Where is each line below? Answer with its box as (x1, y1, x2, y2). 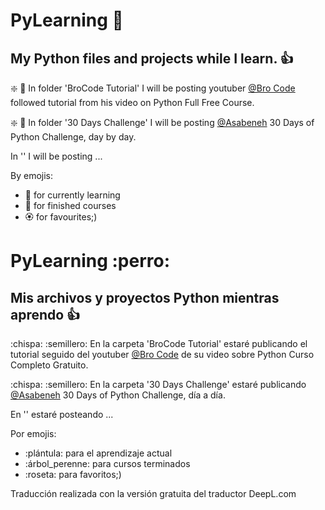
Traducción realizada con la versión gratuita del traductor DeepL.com (10, 488, 297, 499)
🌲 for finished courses (24, 200, 117, 211)
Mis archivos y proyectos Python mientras (10, 289, 280, 306)
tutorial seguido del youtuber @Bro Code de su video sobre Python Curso (10, 349, 315, 360)
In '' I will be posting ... (10, 150, 103, 162)
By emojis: (10, 170, 53, 181)
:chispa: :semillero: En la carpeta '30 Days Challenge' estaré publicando (10, 379, 307, 390)
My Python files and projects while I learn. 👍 (10, 50, 294, 67)
